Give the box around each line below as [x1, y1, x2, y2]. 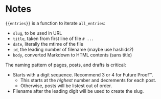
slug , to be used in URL [12, 30, 62, 36]
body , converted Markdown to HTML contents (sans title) [12, 52, 132, 58]
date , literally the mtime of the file [12, 41, 83, 47]
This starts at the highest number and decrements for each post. [20, 77, 157, 83]
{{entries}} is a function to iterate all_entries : [5, 20, 106, 26]
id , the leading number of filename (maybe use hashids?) [12, 46, 134, 52]
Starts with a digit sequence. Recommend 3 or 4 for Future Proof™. [12, 71, 153, 77]
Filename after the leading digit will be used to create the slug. [12, 88, 144, 94]
